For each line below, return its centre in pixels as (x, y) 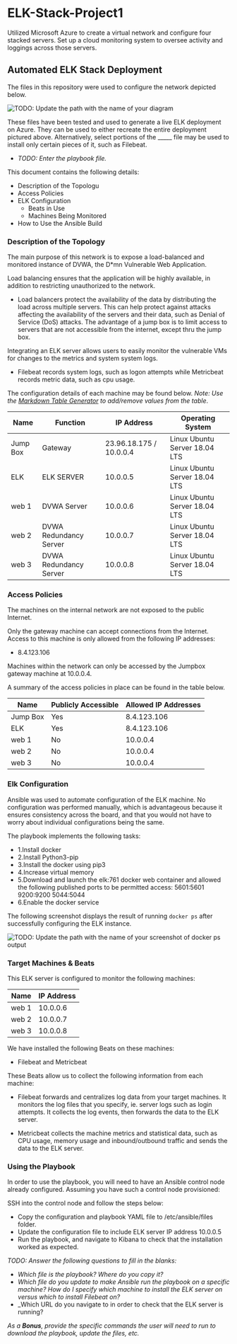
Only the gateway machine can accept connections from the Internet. (108, 631)
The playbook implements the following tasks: (74, 836)
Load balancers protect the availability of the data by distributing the (117, 299)
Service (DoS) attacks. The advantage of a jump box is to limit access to (122, 322)
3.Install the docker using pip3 (61, 864)
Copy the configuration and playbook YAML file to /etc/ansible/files (115, 1217)
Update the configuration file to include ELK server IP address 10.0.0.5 (120, 1232)
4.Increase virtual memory (56, 872)
